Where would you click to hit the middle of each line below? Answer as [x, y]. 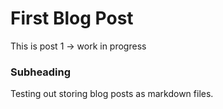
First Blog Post [72, 18]
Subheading [41, 72]
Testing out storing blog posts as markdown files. [112, 94]
